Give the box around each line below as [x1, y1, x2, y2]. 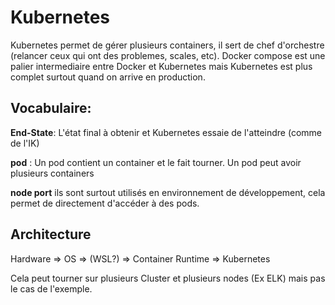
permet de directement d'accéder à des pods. [10, 197, 200, 209]
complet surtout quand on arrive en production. [10, 71, 206, 83]
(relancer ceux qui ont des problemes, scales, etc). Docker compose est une [10, 49, 326, 61]
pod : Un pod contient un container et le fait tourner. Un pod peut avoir [10, 156, 302, 168]
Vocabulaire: [10, 100, 92, 117]
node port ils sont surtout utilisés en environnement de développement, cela [10, 186, 326, 198]
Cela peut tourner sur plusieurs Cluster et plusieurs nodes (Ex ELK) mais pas [10, 272, 326, 284]
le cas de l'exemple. [10, 282, 93, 295]
